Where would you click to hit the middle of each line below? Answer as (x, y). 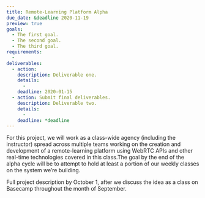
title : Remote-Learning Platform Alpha (57, 12)
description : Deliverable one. (57, 75)
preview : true (24, 23)
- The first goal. (35, 35)
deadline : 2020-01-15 (45, 92)
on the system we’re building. (43, 170)
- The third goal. (35, 47)
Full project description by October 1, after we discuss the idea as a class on (102, 182)
